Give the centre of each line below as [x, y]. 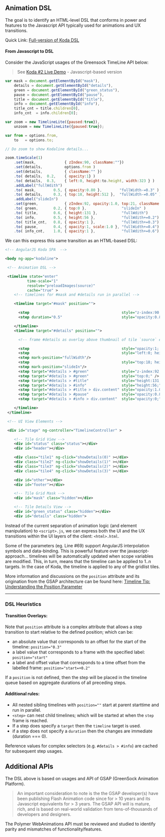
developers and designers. [44, 814]
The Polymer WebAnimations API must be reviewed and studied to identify [80, 824]
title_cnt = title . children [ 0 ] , [47, 109]
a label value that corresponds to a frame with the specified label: [79, 652]
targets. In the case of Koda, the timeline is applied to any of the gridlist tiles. [82, 567]
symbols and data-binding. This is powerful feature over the [66, 551]
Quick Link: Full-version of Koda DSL [42, 40]
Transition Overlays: [26, 616]
